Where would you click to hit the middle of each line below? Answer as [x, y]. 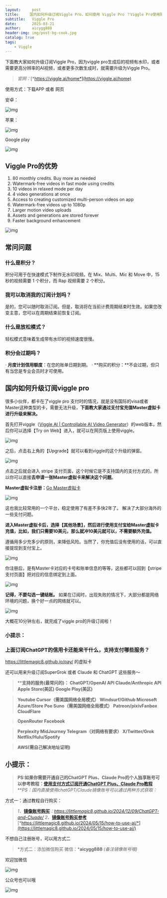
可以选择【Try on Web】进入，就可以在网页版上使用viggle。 [75, 430]
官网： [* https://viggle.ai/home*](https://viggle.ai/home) [74, 78]
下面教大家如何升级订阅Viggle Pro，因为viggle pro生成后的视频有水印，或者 [83, 62]
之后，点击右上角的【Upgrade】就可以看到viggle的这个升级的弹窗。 [75, 450]
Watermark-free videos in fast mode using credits [63, 184]
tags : [11, 42]
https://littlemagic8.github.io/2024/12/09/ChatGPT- [107, 811]
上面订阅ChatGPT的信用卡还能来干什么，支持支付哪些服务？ [78, 650]
